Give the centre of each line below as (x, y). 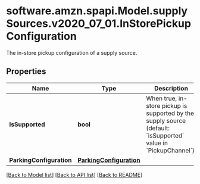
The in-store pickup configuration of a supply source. (72, 52)
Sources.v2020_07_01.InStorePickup (99, 24)
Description (171, 88)
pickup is (174, 105)
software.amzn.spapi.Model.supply (97, 11)
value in (157, 143)
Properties (26, 72)
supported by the (170, 113)
